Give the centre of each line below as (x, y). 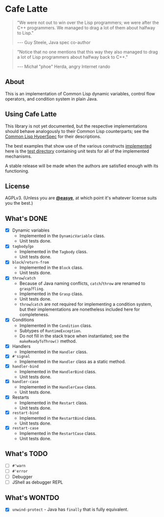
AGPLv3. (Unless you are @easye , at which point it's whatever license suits (81, 198)
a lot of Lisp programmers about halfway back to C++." (72, 57)
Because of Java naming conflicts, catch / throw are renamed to (82, 283)
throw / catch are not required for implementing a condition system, (86, 304)
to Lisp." (25, 33)
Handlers (21, 346)
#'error (20, 472)
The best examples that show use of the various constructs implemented (78, 146)
